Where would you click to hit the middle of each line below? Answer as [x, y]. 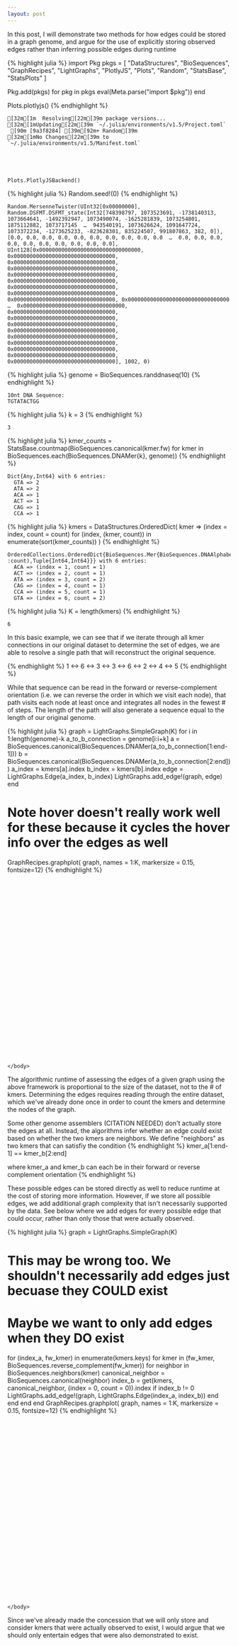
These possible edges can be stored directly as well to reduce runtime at [114, 1188]
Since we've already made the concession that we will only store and [108, 1620]
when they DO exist [66, 1338]
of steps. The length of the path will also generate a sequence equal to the [116, 710]
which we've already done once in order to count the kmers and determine [116, 1102]
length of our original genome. [52, 717]
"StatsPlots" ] [27, 78]
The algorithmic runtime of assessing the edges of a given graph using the [116, 1079]
